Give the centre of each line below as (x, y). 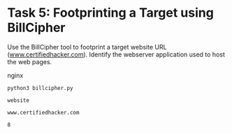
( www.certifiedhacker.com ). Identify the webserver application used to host (116, 54)
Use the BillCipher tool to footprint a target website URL (87, 47)
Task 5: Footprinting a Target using (111, 13)
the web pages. (30, 61)
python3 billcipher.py (40, 88)
